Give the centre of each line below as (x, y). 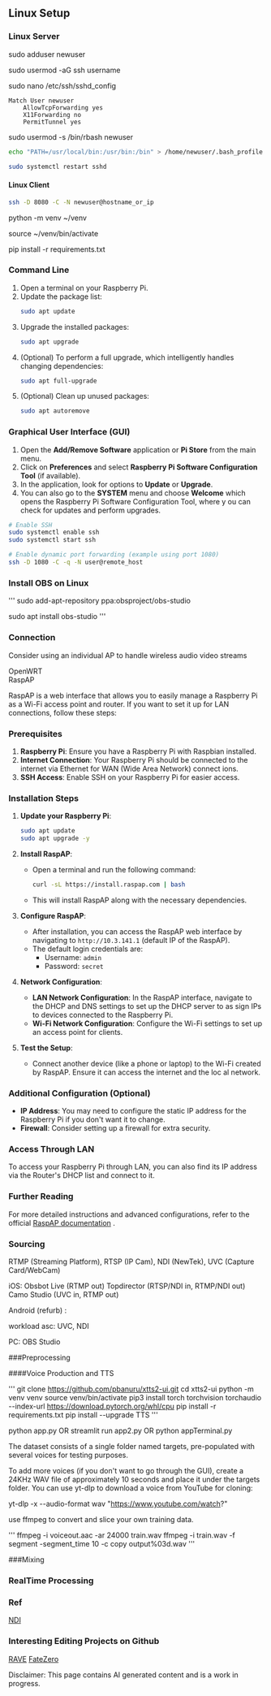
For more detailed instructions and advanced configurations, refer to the (129, 1214)
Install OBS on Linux (49, 582)
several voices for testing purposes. (68, 1455)
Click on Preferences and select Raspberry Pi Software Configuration (139, 467)
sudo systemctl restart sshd (58, 167)
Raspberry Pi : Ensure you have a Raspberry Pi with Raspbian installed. (138, 751)
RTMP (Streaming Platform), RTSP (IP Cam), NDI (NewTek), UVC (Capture (131, 1261)
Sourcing (27, 1244)
